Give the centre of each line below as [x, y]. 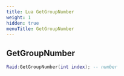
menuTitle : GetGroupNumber [40, 29]
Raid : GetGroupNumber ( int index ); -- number [62, 67]
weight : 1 [19, 17]
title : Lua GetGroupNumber [40, 12]
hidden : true [23, 23]
